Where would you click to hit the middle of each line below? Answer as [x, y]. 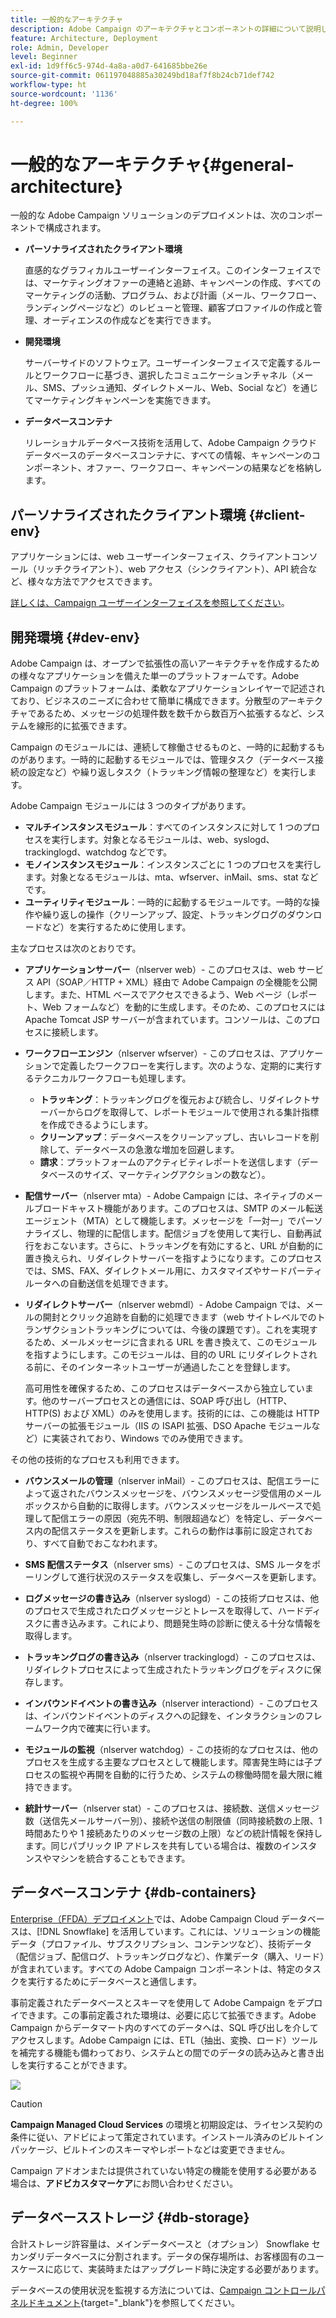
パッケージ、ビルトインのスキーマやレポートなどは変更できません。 [150, 2149]
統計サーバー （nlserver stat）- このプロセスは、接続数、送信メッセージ [172, 1808]
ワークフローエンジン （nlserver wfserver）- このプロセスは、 [152, 1053]
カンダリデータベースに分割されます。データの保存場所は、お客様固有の [158, 2256]
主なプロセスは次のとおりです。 [76, 948]
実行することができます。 [80, 2065]
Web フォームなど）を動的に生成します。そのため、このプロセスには [184, 1007]
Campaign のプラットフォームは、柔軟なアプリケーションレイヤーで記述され [168, 688]
